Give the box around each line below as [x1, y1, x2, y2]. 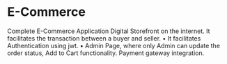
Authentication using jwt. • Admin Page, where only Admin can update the [7, 41, 221, 50]
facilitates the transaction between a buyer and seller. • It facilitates [7, 34, 201, 42]
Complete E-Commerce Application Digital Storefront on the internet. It [7, 27, 210, 35]
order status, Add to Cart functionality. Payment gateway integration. [7, 49, 205, 57]
